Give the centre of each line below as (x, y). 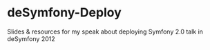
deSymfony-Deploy (65, 13)
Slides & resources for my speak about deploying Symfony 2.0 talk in (105, 32)
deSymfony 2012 (31, 38)
